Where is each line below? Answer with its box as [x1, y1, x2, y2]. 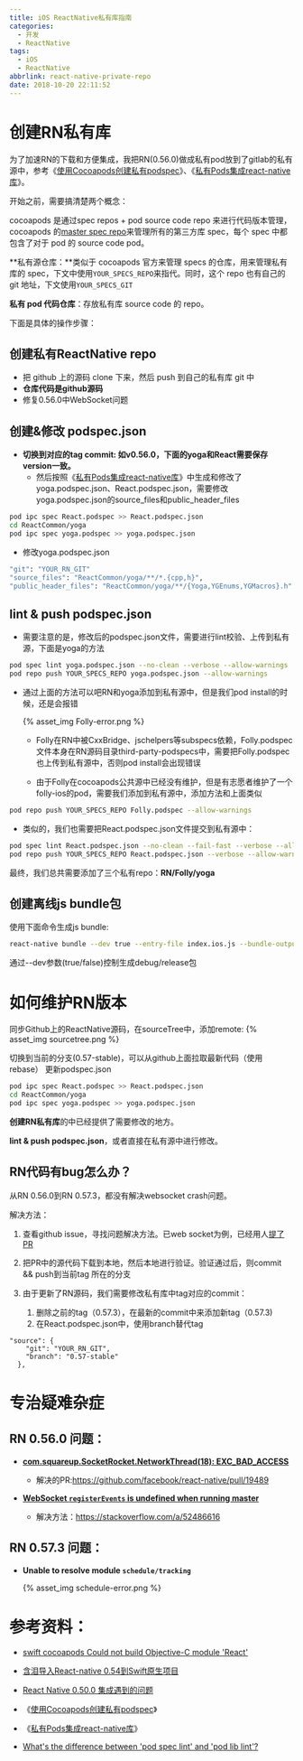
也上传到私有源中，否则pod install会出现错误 [35, 758, 201, 768]
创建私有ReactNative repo [9, 346, 157, 361]
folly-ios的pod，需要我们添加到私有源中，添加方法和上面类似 [35, 787, 263, 798]
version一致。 [22, 461, 76, 471]
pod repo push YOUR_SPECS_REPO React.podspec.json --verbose [9, 850, 244, 859]
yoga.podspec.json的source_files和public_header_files [35, 494, 240, 506]
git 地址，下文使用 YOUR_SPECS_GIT [9, 279, 133, 290]
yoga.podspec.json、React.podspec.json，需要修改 [35, 483, 228, 494]
